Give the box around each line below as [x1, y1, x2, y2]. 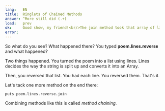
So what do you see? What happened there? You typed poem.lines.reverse [5, 44, 159, 49]
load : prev [5, 21, 32, 26]
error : [5, 30, 19, 35]
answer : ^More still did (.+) [5, 16, 67, 21]
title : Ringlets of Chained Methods [5, 12, 82, 17]
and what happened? [5, 48, 48, 54]
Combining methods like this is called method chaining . [5, 100, 117, 106]
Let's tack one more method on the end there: [5, 82, 98, 88]
